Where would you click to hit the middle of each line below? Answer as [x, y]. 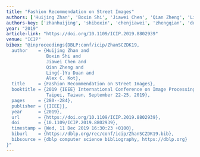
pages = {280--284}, [42, 100]
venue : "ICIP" [24, 39]
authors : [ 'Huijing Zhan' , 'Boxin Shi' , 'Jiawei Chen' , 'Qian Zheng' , [96, 17]
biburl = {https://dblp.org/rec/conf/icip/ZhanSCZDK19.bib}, [93, 134]
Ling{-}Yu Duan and [70, 73]
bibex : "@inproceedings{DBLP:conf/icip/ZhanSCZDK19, [73, 45]
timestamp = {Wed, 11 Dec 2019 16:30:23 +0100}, [73, 128]
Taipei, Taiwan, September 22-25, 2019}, [98, 95]
